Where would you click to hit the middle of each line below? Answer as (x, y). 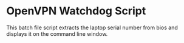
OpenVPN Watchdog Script (76, 11)
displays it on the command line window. (57, 33)
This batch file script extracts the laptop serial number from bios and (92, 27)
